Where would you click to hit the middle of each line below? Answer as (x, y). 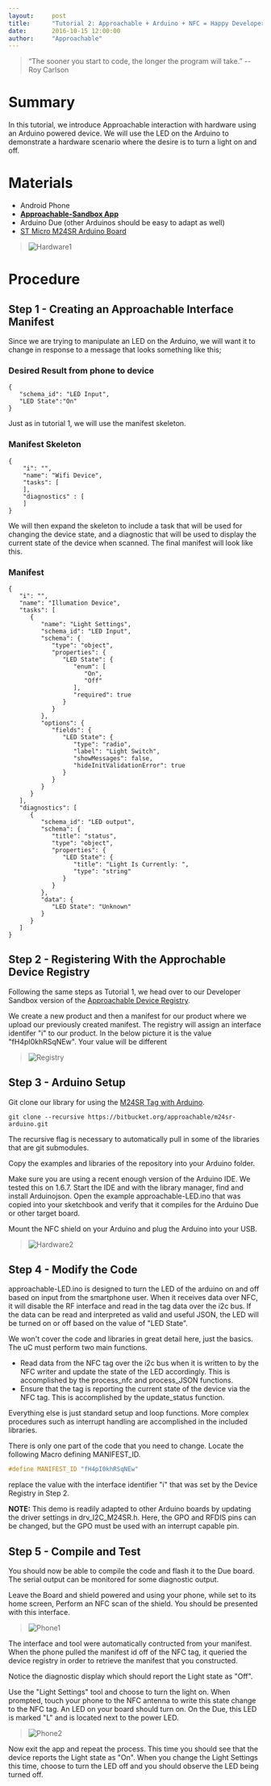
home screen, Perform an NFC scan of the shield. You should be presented (133, 1604)
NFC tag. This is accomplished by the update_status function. (122, 1398)
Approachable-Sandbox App (69, 214)
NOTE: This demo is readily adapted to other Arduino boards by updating (130, 1509)
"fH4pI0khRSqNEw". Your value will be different (88, 1041)
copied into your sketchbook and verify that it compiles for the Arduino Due (133, 1204)
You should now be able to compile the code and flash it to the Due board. (132, 1571)
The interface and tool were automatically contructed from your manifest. (130, 1644)
